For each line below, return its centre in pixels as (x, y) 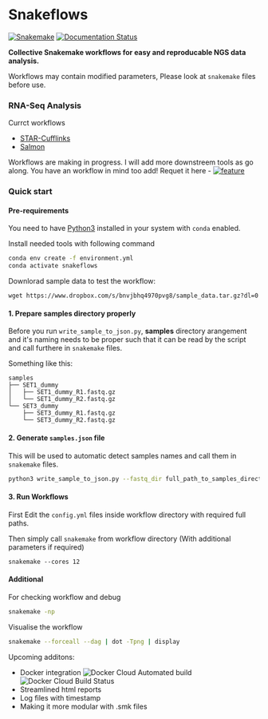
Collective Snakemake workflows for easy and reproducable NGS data (127, 52)
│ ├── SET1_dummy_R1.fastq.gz (62, 392)
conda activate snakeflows (53, 266)
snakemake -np (32, 612)
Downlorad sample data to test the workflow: (82, 281)
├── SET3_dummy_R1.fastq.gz (69, 413)
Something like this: (41, 363)
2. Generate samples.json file (57, 438)
